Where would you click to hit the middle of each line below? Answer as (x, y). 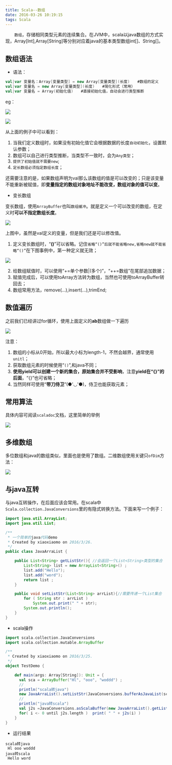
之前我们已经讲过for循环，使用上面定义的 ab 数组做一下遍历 (67, 321)
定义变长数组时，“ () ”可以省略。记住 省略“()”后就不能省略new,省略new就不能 (88, 244)
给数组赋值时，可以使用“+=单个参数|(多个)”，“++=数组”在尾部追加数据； (89, 271)
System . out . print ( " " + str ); (65, 603)
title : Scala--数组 (25, 10)
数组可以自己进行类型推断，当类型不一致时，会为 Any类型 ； (74, 155)
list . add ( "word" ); (43, 575)
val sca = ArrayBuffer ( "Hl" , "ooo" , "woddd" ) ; (71, 680)
